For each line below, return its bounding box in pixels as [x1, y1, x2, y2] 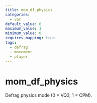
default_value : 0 [5, 21, 42, 27]
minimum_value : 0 [5, 31, 42, 36]
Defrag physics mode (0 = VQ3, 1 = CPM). [5, 92, 92, 98]
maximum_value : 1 [5, 26, 42, 31]
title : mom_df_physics [5, 7, 53, 13]
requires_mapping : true [5, 36, 55, 41]
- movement [10, 49, 33, 54]
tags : [5, 40, 17, 45]
